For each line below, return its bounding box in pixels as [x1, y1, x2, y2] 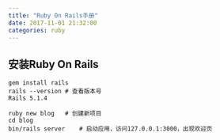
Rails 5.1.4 [8, 94, 47, 103]
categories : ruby [8, 26, 66, 34]
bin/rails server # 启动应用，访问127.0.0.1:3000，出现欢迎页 [8, 125, 213, 133]
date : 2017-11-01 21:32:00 [8, 19, 97, 27]
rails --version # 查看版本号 [8, 88, 102, 96]
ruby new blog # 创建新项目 [8, 110, 102, 118]
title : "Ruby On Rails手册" [8, 11, 99, 20]
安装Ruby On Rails [8, 57, 99, 71]
